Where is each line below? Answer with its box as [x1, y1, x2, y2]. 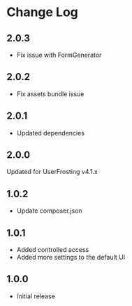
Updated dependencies [16, 128, 85, 137]
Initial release [16, 292, 55, 300]
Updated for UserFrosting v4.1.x [6, 168, 98, 176]
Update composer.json [16, 206, 82, 215]
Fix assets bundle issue [16, 89, 85, 98]
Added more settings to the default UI [16, 253, 126, 262]
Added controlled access [16, 246, 89, 254]
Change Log [6, 4, 78, 20]
